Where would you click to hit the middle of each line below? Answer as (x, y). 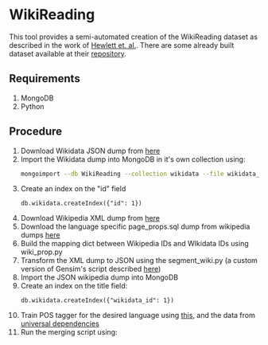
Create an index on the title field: (74, 286)
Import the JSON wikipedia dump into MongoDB (99, 277)
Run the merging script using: (69, 332)
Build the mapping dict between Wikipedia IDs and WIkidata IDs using (134, 244)
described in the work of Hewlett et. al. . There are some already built (122, 45)
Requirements (45, 78)
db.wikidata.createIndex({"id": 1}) (81, 204)
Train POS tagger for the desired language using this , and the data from (138, 316)
